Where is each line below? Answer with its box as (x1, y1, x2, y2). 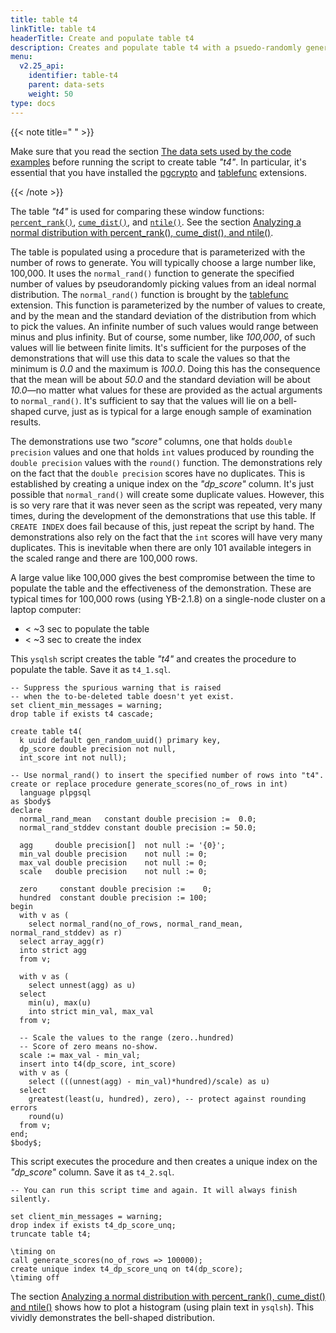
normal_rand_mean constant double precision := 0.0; (19, 814, 257, 824)
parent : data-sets (28, 80, 105, 90)
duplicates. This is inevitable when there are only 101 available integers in (10, 541, 312, 553)
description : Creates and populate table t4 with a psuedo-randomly (10, 42, 302, 53)
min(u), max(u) (28, 997, 92, 1008)
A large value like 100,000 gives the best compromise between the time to (10, 571, 316, 583)
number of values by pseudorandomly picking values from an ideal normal (10, 277, 317, 290)
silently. (10, 1194, 52, 1204)
